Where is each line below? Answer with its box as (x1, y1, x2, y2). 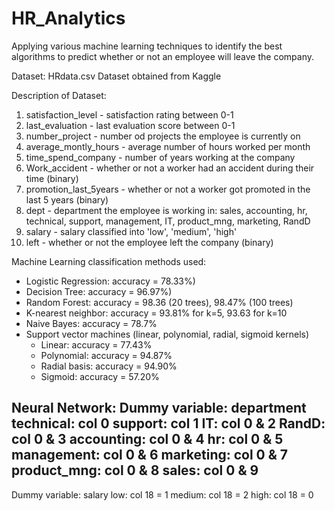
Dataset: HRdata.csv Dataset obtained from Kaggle (11, 70, 222, 82)
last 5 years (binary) (25, 193, 109, 206)
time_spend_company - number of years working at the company (25, 151, 296, 163)
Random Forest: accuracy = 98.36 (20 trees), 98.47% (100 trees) (25, 296, 294, 308)
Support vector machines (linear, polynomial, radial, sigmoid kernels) (25, 328, 310, 340)
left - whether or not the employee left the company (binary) (25, 236, 274, 248)
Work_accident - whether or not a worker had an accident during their (25, 162, 315, 174)
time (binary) (25, 172, 79, 184)
